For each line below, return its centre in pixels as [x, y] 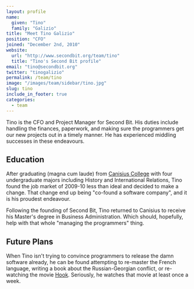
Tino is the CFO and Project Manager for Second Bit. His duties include [92, 122]
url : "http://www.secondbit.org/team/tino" [65, 56]
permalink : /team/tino [34, 78]
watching [17, 275]
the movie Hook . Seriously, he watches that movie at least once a [109, 275]
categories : [21, 99]
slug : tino [19, 89]
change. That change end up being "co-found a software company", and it [97, 192]
